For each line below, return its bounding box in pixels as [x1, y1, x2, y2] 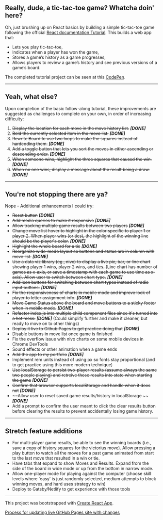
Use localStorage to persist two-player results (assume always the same [12, 367, 157, 373]
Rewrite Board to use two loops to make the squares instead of [12, 135, 138, 141]
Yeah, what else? [5, 93, 58, 101]
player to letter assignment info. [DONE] [12, 295, 92, 301]
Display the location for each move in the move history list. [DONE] [12, 125, 146, 131]
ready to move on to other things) [12, 321, 79, 326]
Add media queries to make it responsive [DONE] [12, 218, 111, 224]
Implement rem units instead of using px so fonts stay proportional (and [12, 357, 155, 363]
